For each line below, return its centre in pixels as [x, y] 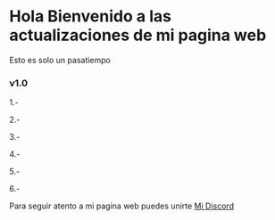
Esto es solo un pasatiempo [60, 60]
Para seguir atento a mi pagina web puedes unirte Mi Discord [122, 206]
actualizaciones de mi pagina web [138, 35]
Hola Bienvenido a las [91, 16]
